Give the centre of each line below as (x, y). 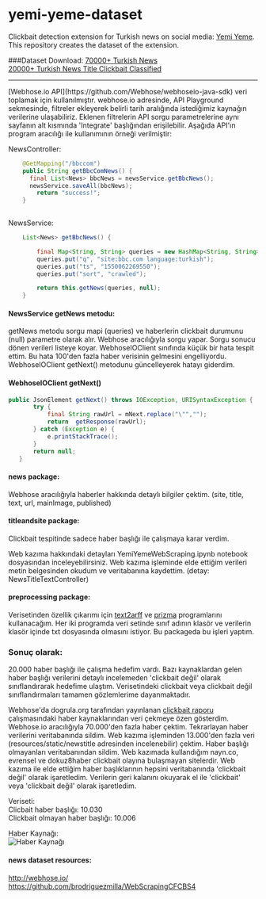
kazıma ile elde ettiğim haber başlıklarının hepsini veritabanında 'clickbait (127, 769)
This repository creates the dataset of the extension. (94, 44)
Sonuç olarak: (36, 652)
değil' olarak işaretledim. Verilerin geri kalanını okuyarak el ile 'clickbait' (125, 778)
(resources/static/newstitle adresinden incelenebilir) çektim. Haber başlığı (129, 744)
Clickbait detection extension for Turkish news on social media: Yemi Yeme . (131, 36)
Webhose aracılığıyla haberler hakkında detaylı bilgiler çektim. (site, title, (126, 494)
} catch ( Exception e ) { (74, 430)
